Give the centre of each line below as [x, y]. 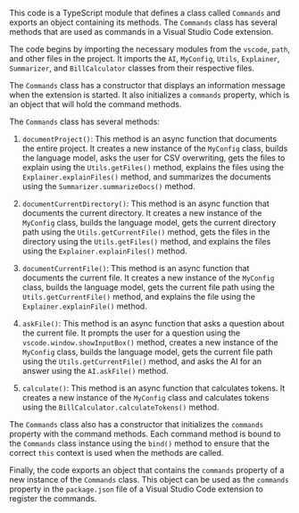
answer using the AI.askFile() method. [95, 371]
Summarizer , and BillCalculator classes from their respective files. [132, 68]
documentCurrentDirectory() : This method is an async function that [145, 203]
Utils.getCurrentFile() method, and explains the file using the [139, 297]
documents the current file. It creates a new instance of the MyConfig [148, 277]
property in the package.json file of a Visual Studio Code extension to [136, 489]
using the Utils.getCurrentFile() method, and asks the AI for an [141, 361]
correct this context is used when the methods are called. [116, 453]
